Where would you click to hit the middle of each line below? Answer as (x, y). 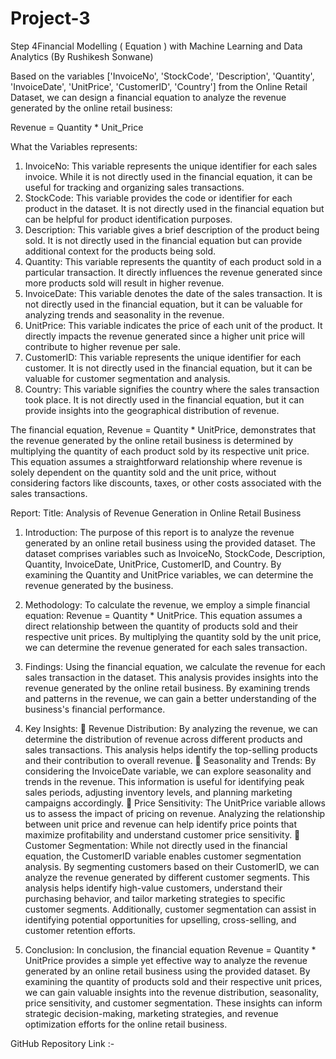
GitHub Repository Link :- (62, 1043)
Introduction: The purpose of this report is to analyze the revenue (159, 532)
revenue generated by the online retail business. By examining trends (167, 688)
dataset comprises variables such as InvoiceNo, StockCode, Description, (175, 553)
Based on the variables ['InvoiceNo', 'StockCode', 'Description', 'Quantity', (162, 76)
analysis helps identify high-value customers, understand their (153, 888)
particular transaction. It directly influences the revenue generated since (173, 272)
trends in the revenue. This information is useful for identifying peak (164, 781)
